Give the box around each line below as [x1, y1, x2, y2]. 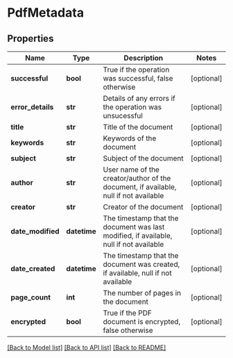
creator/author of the [103, 174, 171, 183]
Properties [7, 33, 54, 44]
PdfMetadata [7, 5, 85, 21]
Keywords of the [103, 133, 157, 143]
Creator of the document [103, 202, 184, 211]
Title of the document [103, 122, 173, 131]
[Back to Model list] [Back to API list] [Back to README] [7, 343, 166, 352]
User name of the [103, 165, 159, 174]
